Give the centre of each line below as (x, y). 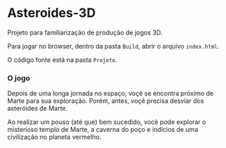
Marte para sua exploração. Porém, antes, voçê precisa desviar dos (106, 101)
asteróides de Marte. (38, 109)
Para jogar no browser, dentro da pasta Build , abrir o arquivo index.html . (114, 46)
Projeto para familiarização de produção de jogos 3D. (85, 32)
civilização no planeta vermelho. (54, 137)
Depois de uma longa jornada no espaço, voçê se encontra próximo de (111, 94)
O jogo (19, 78)
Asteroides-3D (52, 13)
